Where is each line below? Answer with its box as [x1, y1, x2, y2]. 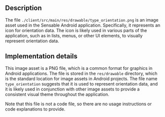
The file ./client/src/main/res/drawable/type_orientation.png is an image [5, 17, 159, 23]
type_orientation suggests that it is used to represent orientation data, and [5, 81, 158, 87]
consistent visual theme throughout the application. [5, 91, 109, 97]
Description [5, 4, 42, 12]
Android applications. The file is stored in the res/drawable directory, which [5, 70, 158, 76]
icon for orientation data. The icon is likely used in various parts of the [5, 27, 147, 33]
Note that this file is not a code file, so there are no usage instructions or [5, 101, 152, 107]
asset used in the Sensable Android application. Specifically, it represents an [5, 22, 161, 28]
